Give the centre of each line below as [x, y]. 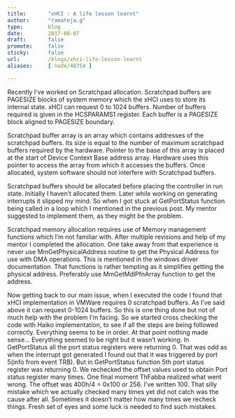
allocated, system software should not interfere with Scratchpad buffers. [112, 172]
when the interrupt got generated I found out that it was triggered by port [113, 354]
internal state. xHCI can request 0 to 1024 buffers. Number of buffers [107, 106]
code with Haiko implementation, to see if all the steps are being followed [113, 325]
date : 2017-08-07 [43, 33]
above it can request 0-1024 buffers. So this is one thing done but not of [111, 309]
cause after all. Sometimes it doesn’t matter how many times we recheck [112, 399]
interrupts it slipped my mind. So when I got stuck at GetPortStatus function [116, 201]
